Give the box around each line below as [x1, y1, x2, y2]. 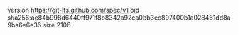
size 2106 [43, 21, 71, 29]
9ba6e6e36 [7, 21, 42, 29]
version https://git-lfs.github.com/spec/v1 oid [7, 6, 140, 14]
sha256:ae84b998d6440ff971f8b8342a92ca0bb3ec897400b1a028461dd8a [7, 13, 231, 22]
